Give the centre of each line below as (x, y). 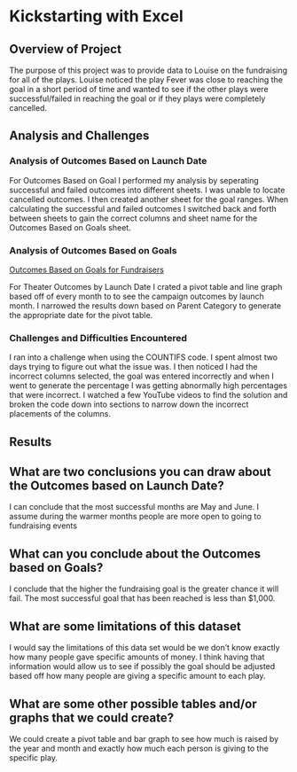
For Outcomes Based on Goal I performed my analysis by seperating (134, 180)
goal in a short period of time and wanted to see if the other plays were (139, 89)
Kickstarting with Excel (96, 16)
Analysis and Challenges (79, 136)
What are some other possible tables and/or (133, 703)
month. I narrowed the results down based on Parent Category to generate (145, 305)
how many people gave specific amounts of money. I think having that (137, 657)
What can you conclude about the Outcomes (135, 554)
